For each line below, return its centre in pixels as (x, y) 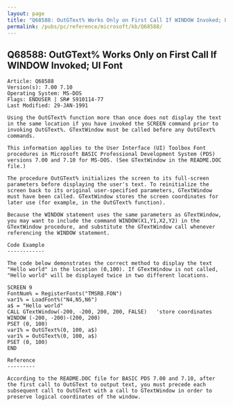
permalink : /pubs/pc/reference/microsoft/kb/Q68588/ (85, 26)
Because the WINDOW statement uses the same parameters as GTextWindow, (114, 215)
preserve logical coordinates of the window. (74, 397)
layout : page (26, 14)
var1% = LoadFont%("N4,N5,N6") (52, 300)
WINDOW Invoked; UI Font (65, 66)
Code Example (26, 245)
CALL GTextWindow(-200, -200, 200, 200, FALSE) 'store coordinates (110, 312)
